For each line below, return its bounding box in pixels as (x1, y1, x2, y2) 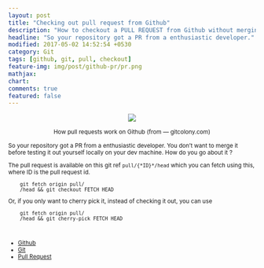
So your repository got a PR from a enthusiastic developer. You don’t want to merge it (8, 142, 238, 150)
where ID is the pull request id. (8, 168, 90, 176)
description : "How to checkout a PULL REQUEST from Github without (8, 26, 234, 34)
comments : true (8, 84, 58, 93)
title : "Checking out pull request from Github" (8, 19, 170, 27)
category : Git (8, 48, 55, 56)
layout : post (8, 11, 51, 20)
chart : (8, 77, 30, 85)
